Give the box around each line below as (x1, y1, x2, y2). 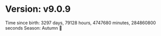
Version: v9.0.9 (5, 3, 71, 15)
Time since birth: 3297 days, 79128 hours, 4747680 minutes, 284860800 (5, 20, 156, 26)
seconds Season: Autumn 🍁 (5, 25, 62, 31)
